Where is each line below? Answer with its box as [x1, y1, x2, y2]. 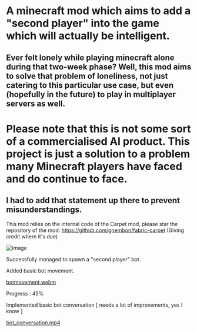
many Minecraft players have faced [6, 160, 182, 173]
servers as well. [6, 98, 66, 108]
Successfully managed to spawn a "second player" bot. [6, 255, 141, 263]
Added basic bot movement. [6, 267, 75, 274]
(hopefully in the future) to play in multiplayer [6, 89, 176, 99]
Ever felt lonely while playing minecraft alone [6, 52, 175, 62]
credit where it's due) [6, 233, 58, 240]
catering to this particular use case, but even [6, 80, 174, 90]
